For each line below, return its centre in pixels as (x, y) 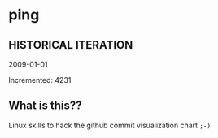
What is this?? (45, 106)
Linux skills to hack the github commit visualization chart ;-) (110, 125)
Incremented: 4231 (40, 80)
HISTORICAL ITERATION (71, 45)
